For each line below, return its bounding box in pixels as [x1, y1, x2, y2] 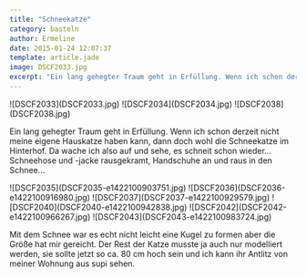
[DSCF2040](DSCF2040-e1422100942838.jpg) [9, 201, 188, 212]
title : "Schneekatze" [9, 15, 92, 24]
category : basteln [9, 24, 79, 34]
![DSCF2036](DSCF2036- [188, 182, 286, 193]
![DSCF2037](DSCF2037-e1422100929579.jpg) [92, 191, 270, 202]
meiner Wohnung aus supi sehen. [9, 258, 135, 269]
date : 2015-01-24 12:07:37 [9, 44, 112, 53]
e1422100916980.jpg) [9, 191, 91, 202]
